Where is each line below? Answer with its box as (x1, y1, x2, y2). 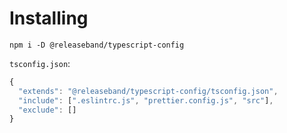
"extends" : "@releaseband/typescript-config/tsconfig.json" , (18, 86, 279, 96)
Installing (9, 7, 89, 30)
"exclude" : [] (18, 105, 77, 115)
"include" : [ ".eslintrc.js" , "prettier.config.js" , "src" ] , (18, 95, 274, 106)
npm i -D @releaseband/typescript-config (9, 40, 185, 50)
